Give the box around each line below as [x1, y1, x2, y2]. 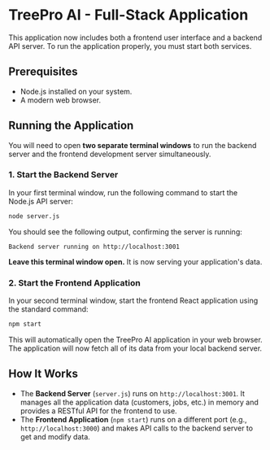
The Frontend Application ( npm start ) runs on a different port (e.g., [20, 414, 247, 424]
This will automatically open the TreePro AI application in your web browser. [8, 334, 263, 344]
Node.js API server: [8, 196, 73, 206]
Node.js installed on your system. [20, 86, 133, 96]
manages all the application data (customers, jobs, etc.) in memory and [20, 397, 259, 407]
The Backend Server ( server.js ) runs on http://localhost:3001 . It [20, 388, 246, 398]
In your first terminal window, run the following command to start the [8, 187, 238, 197]
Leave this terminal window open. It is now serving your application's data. [8, 256, 263, 266]
